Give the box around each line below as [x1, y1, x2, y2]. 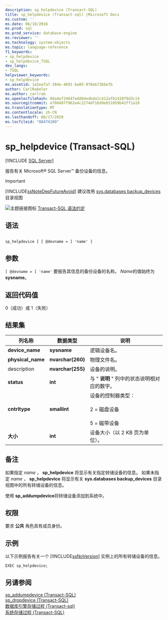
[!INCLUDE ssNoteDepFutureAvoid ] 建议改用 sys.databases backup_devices [5, 188, 161, 194]
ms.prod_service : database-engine [5, 31, 77, 36]
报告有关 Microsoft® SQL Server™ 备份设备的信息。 [5, 168, 110, 174]
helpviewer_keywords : [5, 73, 50, 78]
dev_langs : [5, 63, 28, 68]
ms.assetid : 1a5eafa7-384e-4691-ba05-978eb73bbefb [5, 82, 113, 87]
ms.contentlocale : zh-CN [5, 110, 57, 115]
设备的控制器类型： [89, 392, 135, 399]
